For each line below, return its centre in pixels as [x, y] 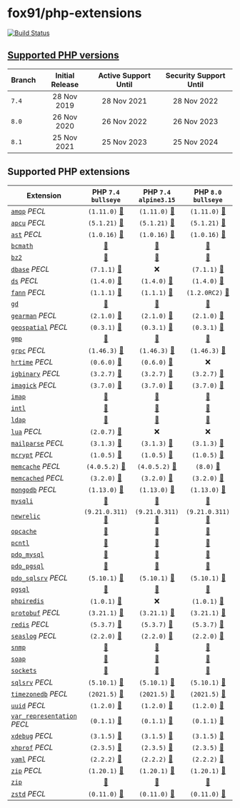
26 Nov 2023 [195, 121]
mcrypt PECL [32, 455]
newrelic [26, 516]
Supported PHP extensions [69, 172]
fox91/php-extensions [75, 13]
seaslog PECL [34, 635]
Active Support [125, 75]
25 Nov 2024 [195, 142]
